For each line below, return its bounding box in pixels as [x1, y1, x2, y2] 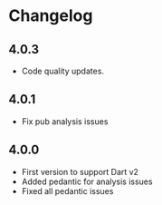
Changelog [8, 5, 93, 26]
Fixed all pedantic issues [21, 185, 114, 196]
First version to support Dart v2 [21, 166, 139, 177]
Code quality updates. [21, 65, 105, 76]
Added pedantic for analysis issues [21, 176, 153, 187]
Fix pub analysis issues [21, 115, 109, 127]
